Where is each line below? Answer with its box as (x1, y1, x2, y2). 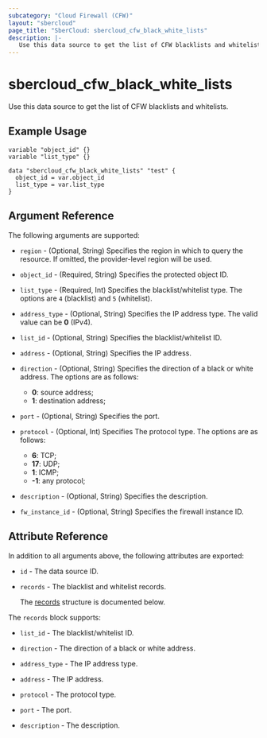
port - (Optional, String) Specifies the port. (19, 411, 161, 421)
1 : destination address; (31, 395, 106, 406)
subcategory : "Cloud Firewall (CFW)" (8, 11, 133, 20)
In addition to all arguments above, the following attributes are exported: (8, 550, 245, 561)
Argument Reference (8, 209, 114, 223)
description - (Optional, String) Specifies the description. (19, 491, 208, 501)
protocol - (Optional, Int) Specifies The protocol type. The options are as (19, 426, 258, 436)
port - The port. (19, 705, 72, 714)
